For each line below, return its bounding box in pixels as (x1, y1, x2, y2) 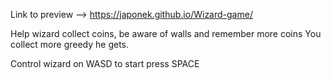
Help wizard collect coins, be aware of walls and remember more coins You (10, 28, 322, 39)
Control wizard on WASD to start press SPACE (10, 58, 200, 69)
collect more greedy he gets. (10, 39, 130, 50)
